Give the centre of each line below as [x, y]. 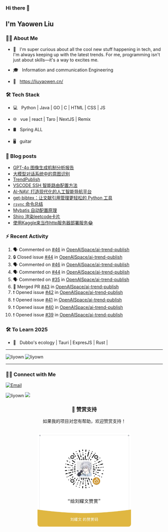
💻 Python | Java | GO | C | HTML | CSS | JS [59, 107]
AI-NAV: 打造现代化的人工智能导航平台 [52, 192]
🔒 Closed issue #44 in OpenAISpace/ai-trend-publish [68, 257]
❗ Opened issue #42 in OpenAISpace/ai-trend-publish [68, 292]
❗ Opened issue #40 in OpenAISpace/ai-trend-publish [68, 307]
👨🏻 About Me [22, 38]
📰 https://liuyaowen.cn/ [38, 81]
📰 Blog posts [21, 156]
